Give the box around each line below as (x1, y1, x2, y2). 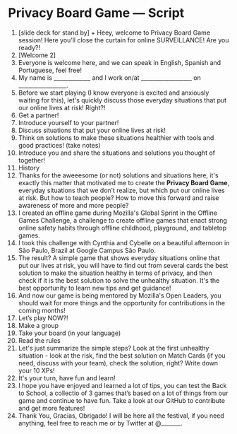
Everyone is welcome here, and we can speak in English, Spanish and (18, 58, 221, 66)
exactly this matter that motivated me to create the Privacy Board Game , (18, 178, 230, 187)
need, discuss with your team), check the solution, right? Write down (18, 358, 218, 367)
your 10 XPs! (18, 366, 55, 375)
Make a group (18, 321, 59, 329)
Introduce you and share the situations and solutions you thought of (18, 148, 216, 157)
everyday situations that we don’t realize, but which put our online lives (18, 186, 225, 194)
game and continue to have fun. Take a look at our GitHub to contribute (18, 396, 225, 404)
